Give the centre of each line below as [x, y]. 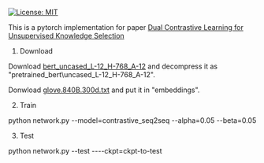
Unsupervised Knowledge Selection [66, 36]
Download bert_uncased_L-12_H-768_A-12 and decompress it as [113, 66]
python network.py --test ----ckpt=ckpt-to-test [86, 151]
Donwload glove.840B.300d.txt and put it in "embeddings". [104, 90]
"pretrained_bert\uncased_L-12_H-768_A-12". [82, 74]
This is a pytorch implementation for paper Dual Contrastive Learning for [126, 27]
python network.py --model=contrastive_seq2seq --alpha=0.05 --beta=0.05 [132, 120]
